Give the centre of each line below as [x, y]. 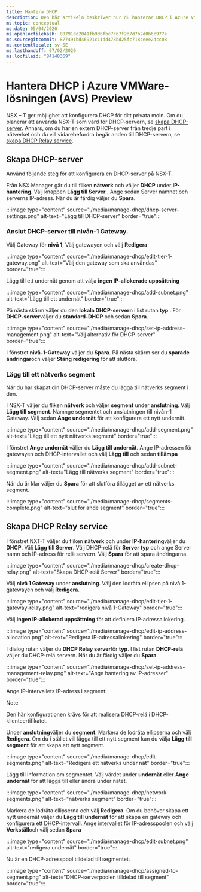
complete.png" [25, 508]
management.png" [29, 334]
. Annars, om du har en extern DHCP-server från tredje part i [96, 128]
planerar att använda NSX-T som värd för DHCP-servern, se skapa [88, 122]
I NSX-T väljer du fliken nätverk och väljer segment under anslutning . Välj [98, 405]
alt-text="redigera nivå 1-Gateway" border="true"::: [119, 608]
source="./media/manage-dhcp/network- [118, 792]
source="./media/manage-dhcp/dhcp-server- [123, 210]
